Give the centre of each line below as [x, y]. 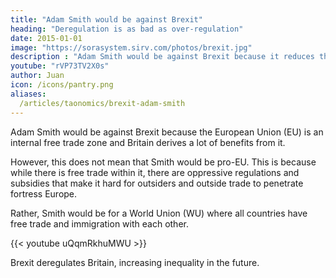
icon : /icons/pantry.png [62, 85]
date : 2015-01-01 [46, 38]
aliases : [28, 94]
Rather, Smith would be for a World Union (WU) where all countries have [159, 213]
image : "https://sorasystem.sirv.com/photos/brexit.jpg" [131, 47]
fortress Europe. [44, 193]
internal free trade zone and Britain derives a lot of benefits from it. [148, 142]
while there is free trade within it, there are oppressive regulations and [155, 172]
